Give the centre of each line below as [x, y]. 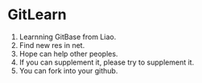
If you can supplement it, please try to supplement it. [107, 62]
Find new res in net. [52, 45]
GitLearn [37, 15]
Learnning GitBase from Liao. [68, 37]
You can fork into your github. [68, 70]
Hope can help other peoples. [68, 53]
